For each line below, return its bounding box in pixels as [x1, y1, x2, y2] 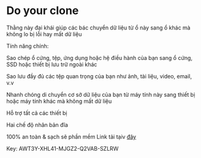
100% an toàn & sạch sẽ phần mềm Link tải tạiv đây [6, 133, 137, 140]
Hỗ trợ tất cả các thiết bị [6, 109, 67, 116]
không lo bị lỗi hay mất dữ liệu [6, 30, 82, 37]
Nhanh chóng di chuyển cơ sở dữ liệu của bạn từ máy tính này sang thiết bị [6, 91, 195, 98]
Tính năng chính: [6, 42, 49, 50]
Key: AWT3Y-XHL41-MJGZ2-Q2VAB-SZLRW [6, 145, 119, 152]
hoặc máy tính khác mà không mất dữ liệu [6, 97, 112, 105]
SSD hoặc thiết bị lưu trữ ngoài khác [6, 61, 97, 68]
